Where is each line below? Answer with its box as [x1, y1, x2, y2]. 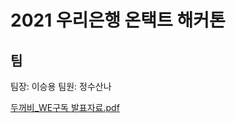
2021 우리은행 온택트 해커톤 [10, 9, 226, 32]
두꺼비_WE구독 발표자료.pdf [10, 102, 120, 113]
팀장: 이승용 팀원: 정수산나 [10, 81, 112, 92]
